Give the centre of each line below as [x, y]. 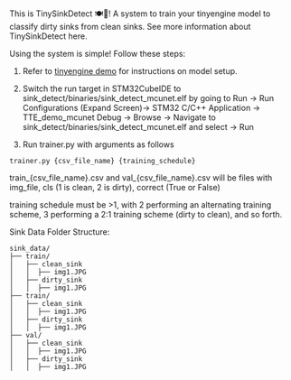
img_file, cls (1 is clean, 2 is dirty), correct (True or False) [115, 187]
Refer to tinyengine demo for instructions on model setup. [130, 71]
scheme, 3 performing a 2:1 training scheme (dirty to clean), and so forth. [146, 214]
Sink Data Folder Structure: [60, 232]
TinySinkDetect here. [48, 36]
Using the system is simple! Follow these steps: [98, 54]
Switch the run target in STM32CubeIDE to [102, 88]
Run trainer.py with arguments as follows [98, 144]
